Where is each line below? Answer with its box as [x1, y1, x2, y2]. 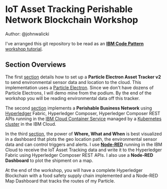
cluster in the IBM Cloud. [5, 121, 56, 127]
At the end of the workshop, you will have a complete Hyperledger [5, 167, 143, 173]
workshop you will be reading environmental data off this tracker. [5, 95, 140, 101]
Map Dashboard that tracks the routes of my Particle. [5, 177, 115, 184]
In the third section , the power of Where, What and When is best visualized [5, 131, 162, 137]
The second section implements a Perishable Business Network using [5, 105, 152, 111]
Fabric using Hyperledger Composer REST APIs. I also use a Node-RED [5, 152, 153, 158]
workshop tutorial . [5, 46, 43, 52]
